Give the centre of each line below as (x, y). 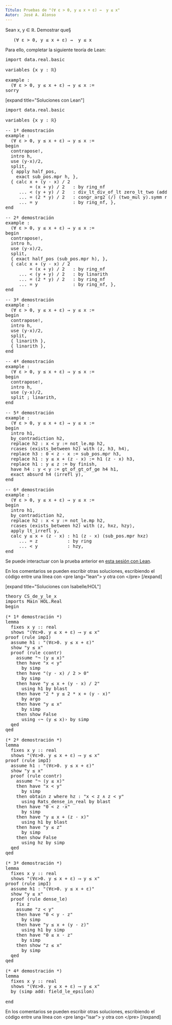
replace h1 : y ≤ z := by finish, (54, 464)
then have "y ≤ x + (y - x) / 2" (58, 683)
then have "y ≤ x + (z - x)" (53, 817)
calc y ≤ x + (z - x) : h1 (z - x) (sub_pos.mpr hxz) (79, 536)
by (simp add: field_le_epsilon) (52, 991)
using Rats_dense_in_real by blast (66, 801)
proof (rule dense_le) (39, 899)
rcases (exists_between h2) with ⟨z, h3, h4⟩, (70, 449)
